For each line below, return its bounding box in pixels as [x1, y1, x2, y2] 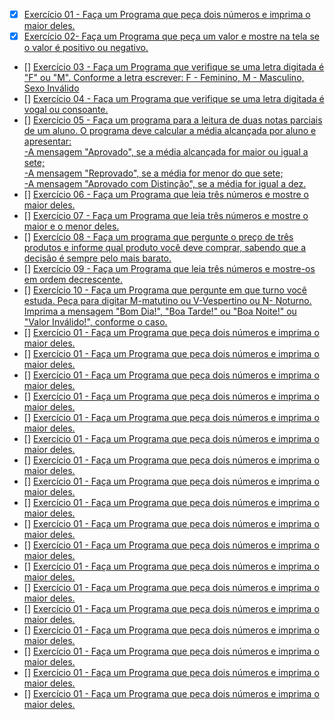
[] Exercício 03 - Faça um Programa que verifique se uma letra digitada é [23, 61, 325, 73]
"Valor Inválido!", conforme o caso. [23, 316, 168, 328]
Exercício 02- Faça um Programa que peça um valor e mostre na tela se [23, 30, 320, 43]
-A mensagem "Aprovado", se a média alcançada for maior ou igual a [23, 146, 309, 158]
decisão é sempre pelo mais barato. [23, 252, 172, 264]
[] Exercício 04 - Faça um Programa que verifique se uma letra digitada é [23, 93, 325, 105]
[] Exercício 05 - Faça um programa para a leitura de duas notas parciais [23, 114, 323, 126]
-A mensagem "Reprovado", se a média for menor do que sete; [23, 167, 284, 179]
